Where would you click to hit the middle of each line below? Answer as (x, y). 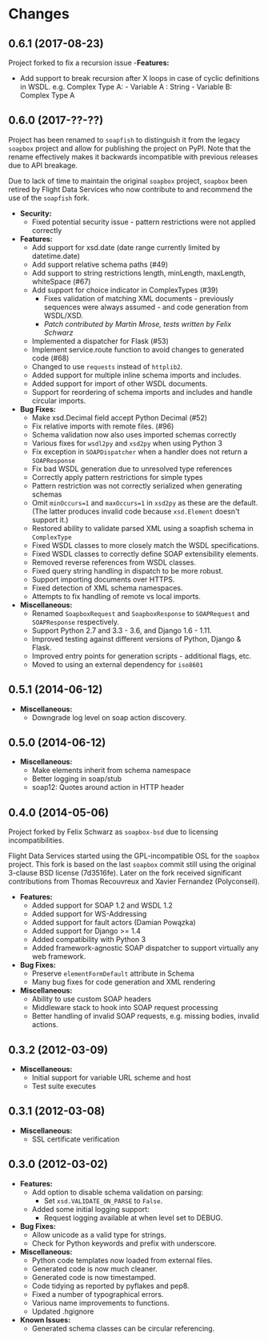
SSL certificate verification (76, 1139)
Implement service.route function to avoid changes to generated (138, 349)
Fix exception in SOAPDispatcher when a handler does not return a (140, 451)
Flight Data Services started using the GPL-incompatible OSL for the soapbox (134, 856)
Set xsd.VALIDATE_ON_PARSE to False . (103, 1200)
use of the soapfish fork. (49, 198)
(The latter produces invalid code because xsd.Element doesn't (136, 511)
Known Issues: (45, 1319)
